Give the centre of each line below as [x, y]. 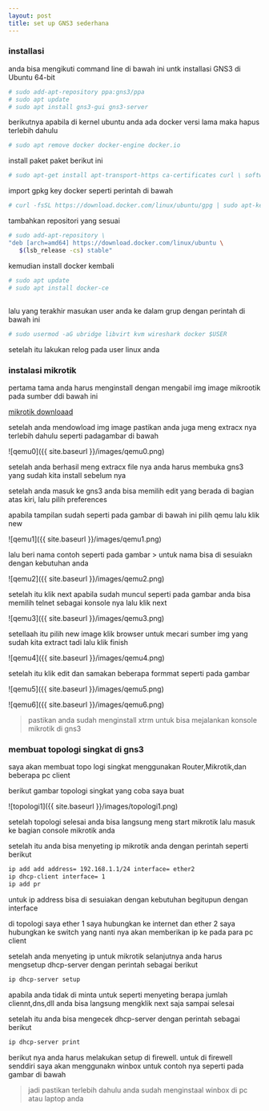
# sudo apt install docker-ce [59, 288]
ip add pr [25, 884]
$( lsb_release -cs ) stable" [66, 250]
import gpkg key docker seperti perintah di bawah [91, 191]
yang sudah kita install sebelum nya [67, 475]
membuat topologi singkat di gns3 [76, 749]
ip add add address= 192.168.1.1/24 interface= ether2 [102, 870]
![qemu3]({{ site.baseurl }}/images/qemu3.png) [86, 618]
